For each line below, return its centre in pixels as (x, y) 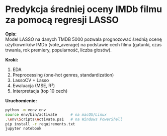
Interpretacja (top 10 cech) (40, 91)
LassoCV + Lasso (31, 80)
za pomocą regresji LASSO (62, 20)
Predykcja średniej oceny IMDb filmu (84, 9)
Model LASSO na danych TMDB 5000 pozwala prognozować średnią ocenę (83, 39)
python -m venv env (26, 110)
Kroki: (12, 59)
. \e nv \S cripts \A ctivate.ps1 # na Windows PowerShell (64, 119)
